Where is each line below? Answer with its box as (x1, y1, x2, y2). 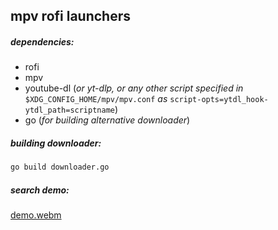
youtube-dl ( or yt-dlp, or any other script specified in (24, 82, 244, 94)
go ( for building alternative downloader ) (24, 114, 191, 126)
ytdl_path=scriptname (24, 105, 115, 116)
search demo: (10, 184, 70, 196)
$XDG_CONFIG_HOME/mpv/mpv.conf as (24, 93, 168, 105)
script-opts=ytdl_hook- (169, 95, 269, 105)
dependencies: (10, 35, 75, 48)
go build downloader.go (10, 162, 110, 173)
